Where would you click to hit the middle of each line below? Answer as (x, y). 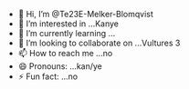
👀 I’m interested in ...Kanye (68, 24)
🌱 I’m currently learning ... (67, 33)
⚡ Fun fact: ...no (48, 76)
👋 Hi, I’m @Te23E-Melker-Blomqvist (85, 14)
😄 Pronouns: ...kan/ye (60, 66)
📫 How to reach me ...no (65, 53)
